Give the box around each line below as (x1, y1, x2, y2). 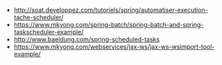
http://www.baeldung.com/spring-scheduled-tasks (13, 35, 160, 44)
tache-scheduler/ (13, 13, 64, 21)
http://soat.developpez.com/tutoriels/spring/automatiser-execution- (13, 6, 208, 14)
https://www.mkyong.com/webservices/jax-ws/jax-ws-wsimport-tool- (13, 43, 215, 50)
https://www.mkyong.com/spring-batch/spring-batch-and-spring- (13, 21, 204, 28)
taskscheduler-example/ (13, 28, 84, 36)
